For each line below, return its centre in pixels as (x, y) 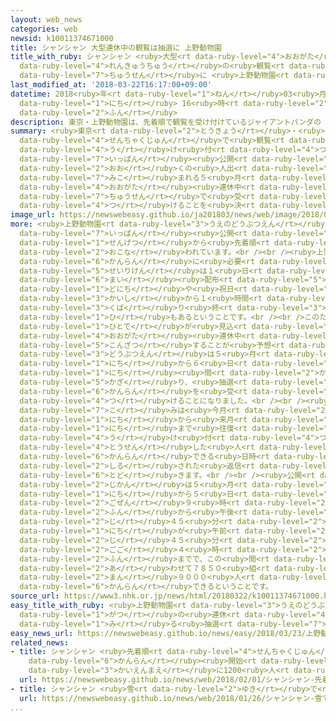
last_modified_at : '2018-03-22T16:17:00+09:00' (111, 85)
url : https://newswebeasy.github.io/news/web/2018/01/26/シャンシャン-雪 (171, 698)
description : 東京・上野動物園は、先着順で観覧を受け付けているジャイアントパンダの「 (169, 122)
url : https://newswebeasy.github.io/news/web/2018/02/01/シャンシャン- (167, 680)
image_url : (33, 215)
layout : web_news (46, 19)
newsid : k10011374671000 (62, 38)
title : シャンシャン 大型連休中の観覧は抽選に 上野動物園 (116, 47)
